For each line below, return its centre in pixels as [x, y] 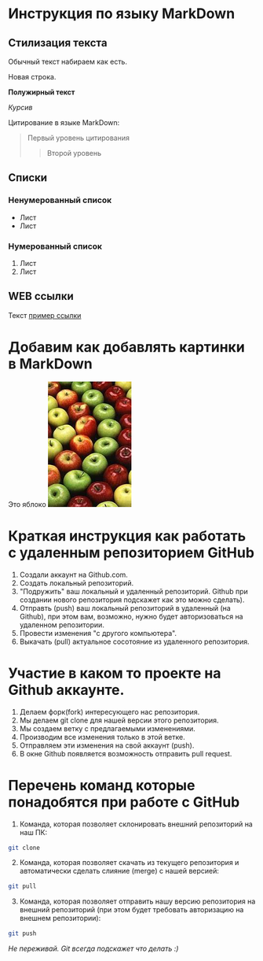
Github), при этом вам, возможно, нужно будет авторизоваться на [131, 616]
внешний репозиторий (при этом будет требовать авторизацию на [131, 910]
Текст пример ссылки [45, 315]
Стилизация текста [58, 43]
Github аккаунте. [66, 690]
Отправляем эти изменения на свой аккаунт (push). [107, 745]
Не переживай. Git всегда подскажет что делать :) [93, 948]
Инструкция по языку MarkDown [122, 14]
